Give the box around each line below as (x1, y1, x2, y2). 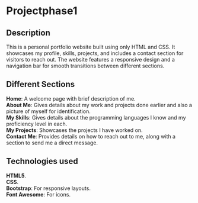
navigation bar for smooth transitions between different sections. (6, 62, 165, 69)
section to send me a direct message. (6, 139, 98, 146)
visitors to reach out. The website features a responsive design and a (6, 56, 175, 63)
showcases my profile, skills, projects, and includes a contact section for (6, 50, 184, 57)
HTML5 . (6, 172, 27, 179)
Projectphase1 (6, 4, 78, 18)
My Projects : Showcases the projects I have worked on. (6, 126, 143, 134)
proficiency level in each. (6, 120, 68, 127)
